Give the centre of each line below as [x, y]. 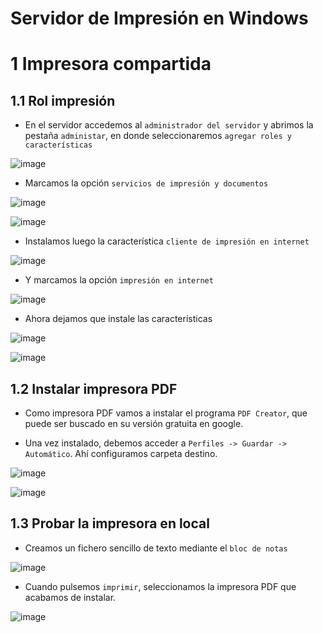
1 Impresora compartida [111, 64]
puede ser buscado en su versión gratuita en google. [134, 423]
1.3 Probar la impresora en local [110, 523]
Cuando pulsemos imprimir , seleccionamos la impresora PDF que [160, 586]
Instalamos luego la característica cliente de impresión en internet [167, 241]
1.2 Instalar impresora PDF [94, 388]
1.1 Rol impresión [63, 100]
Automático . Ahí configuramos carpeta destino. [121, 453]
